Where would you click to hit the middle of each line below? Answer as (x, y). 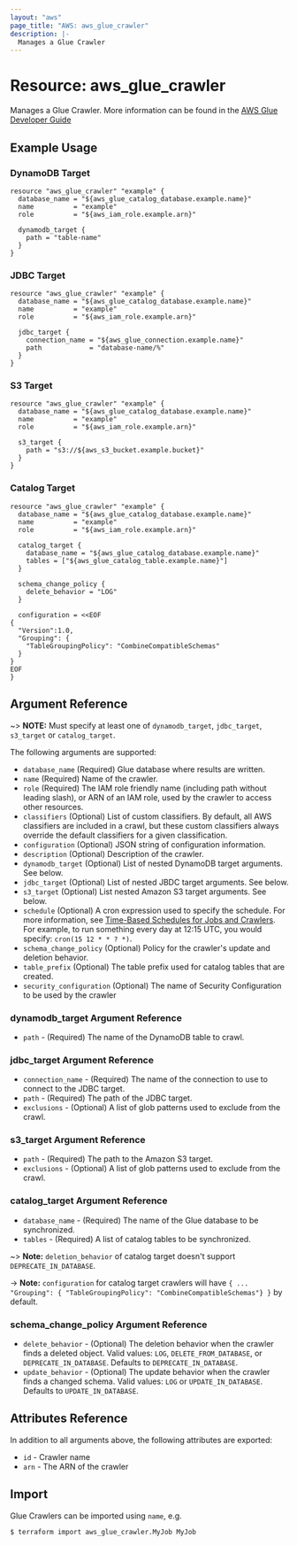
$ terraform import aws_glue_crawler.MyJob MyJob (103, 1532)
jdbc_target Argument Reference (82, 1060)
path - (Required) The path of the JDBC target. (107, 1098)
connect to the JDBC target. (74, 1089)
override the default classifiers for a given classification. (125, 835)
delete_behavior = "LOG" (72, 591)
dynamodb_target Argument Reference (96, 1017)
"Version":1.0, (46, 630)
